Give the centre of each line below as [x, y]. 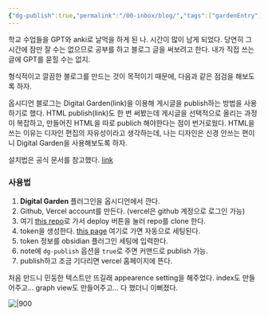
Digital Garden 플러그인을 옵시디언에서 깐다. [90, 201]
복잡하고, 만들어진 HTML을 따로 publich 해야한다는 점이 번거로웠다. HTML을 [136, 123]
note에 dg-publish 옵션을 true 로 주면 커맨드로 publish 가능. [114, 251]
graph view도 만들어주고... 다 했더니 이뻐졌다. [107, 287]
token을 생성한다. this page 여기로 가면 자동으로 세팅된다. [110, 231]
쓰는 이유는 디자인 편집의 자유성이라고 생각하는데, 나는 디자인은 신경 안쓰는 [124, 133]
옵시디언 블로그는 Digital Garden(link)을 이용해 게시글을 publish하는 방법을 [125, 103]
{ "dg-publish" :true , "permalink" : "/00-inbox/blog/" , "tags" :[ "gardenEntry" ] [135, 16]
